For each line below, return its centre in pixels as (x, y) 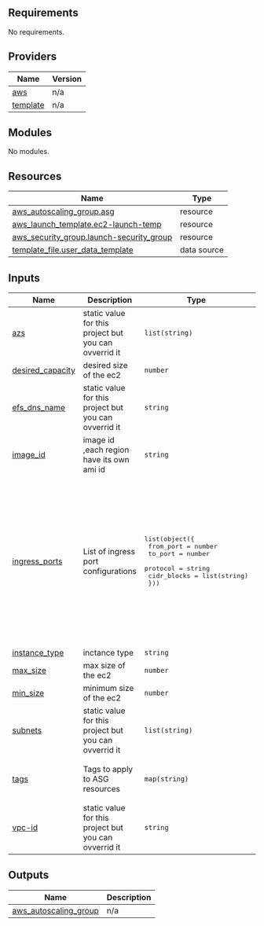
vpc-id (25, 828)
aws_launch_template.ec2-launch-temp (87, 225)
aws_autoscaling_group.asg (63, 211)
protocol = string (177, 569)
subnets (27, 730)
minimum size (108, 689)
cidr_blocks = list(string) (198, 576)
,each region (106, 450)
